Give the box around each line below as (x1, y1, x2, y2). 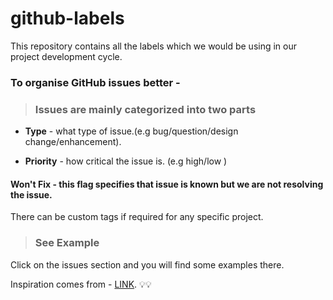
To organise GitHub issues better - (10, 75, 181, 89)
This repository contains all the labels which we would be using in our (10, 40, 298, 52)
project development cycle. (10, 50, 123, 62)
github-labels (10, 7, 125, 30)
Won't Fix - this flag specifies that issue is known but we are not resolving (10, 178, 324, 190)
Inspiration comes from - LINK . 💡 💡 (10, 278, 152, 290)
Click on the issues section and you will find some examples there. (10, 258, 285, 271)
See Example (34, 236, 100, 250)
